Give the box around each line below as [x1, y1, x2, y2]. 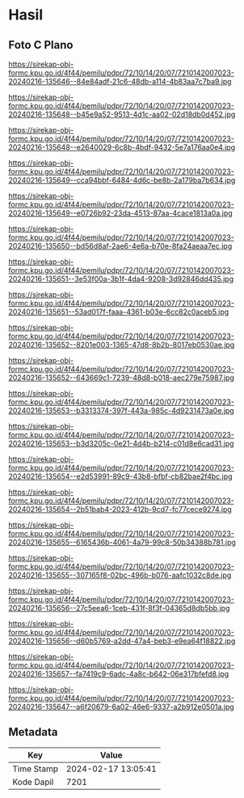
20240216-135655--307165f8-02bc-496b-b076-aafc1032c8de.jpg [8, 570, 232, 580]
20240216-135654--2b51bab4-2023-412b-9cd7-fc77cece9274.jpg [8, 505, 232, 514]
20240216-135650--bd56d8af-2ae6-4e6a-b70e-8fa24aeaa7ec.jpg [8, 241, 233, 250]
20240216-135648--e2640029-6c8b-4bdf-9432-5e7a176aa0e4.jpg [8, 143, 236, 151]
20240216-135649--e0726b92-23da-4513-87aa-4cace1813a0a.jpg [8, 208, 233, 218]
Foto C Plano [8, 38, 74, 52]
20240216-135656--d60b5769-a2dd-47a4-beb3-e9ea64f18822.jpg [8, 636, 236, 646]
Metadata [8, 725, 58, 739]
